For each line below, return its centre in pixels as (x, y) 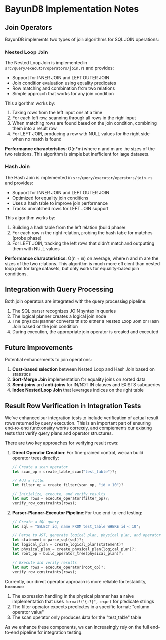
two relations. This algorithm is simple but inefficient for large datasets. (77, 154)
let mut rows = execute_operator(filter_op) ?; (61, 499)
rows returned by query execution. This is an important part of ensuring (78, 423)
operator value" (28, 612)
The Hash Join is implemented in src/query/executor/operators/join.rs (79, 177)
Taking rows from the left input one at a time (57, 113)
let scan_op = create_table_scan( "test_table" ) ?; (64, 472)
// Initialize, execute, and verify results (59, 494)
